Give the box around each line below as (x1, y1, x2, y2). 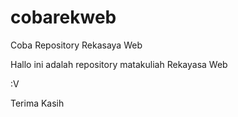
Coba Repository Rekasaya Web (10, 39, 143, 51)
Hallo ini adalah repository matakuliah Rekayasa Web (10, 58, 228, 70)
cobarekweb (10, 6, 117, 29)
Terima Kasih (10, 97, 65, 109)
